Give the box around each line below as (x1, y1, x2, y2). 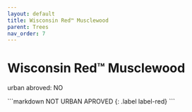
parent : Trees (7, 23, 49, 30)
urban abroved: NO (7, 84, 64, 92)
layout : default (7, 10, 55, 18)
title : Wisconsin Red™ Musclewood (7, 17, 109, 24)
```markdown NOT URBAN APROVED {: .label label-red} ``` (7, 97, 175, 106)
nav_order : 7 (7, 30, 46, 37)
